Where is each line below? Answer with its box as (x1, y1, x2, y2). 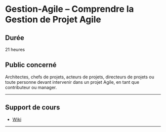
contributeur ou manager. (5, 84, 57, 90)
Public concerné (5, 61, 57, 69)
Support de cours (5, 103, 60, 112)
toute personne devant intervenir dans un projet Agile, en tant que (5, 79, 139, 85)
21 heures (5, 47, 25, 52)
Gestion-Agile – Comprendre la (5, 3, 134, 15)
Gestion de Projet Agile (5, 14, 101, 25)
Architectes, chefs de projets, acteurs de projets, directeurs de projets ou (5, 74, 155, 80)
